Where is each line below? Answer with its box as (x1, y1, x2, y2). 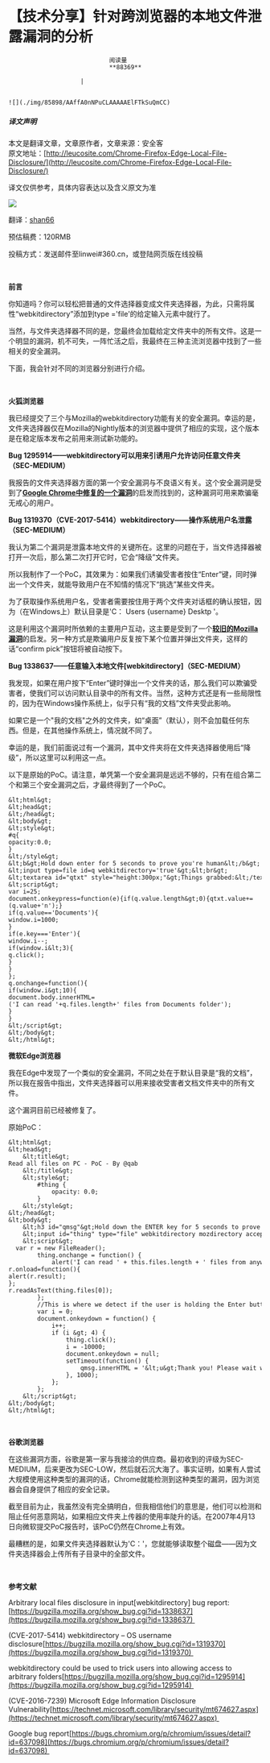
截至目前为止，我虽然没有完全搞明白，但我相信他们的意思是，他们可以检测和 (8, 1501, 262, 1511)
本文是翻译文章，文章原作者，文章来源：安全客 (8, 138, 163, 147)
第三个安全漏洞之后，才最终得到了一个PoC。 (22, 779, 170, 790)
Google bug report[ (8, 1728, 72, 1738)
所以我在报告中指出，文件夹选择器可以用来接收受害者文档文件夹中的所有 (8, 1077, 247, 1088)
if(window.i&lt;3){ (8, 944, 74, 952)
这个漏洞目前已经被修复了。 (8, 1105, 100, 1114)
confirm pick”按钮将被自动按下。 (18, 644, 127, 653)
